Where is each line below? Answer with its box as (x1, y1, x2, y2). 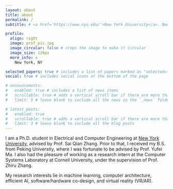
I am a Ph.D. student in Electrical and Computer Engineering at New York (5, 135, 160, 141)
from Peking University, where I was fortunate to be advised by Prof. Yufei (5, 146, 162, 152)
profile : (5, 31, 24, 36)
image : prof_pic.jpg (10, 41, 54, 46)
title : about (5, 12, 33, 17)
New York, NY (14, 60, 43, 65)
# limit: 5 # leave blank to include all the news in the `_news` (5, 97, 155, 103)
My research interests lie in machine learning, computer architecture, (5, 173, 152, 179)
